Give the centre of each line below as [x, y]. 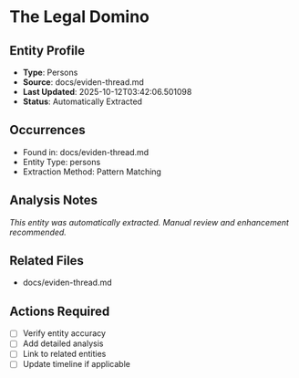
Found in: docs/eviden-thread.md [86, 152]
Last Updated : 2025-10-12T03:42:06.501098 [107, 92]
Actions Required [60, 311]
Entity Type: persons [62, 162]
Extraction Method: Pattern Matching [92, 172]
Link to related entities [64, 354]
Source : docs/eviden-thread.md [83, 82]
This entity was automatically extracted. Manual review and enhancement [149, 222]
